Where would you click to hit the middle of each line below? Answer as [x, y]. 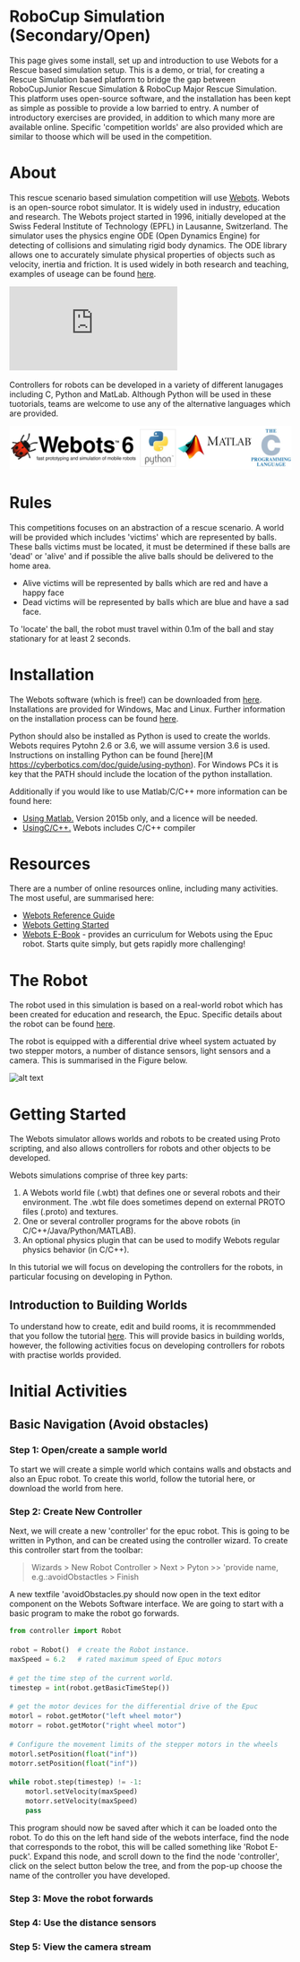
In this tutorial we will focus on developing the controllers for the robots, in [146, 1267]
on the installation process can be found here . [94, 718]
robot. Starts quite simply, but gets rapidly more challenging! [134, 944]
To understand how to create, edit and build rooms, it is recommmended [142, 1327]
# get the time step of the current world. [92, 1678]
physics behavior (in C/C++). [76, 1250]
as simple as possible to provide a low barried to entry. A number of [134, 108]
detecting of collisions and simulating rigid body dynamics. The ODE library [148, 245]
